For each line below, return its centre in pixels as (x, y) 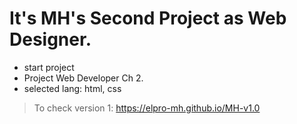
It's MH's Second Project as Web (148, 18)
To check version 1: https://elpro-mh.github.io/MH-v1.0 (147, 108)
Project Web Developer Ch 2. (83, 78)
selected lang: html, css (72, 88)
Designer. (50, 39)
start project (49, 67)
